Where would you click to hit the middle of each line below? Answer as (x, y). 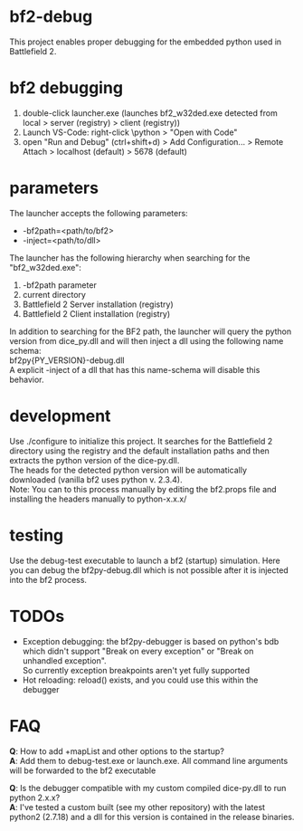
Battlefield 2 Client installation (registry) (96, 313)
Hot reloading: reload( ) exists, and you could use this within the (140, 680)
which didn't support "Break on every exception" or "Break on (138, 651)
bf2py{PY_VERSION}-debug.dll (67, 360)
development (60, 416)
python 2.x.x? (35, 798)
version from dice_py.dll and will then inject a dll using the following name (147, 340)
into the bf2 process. (48, 579)
